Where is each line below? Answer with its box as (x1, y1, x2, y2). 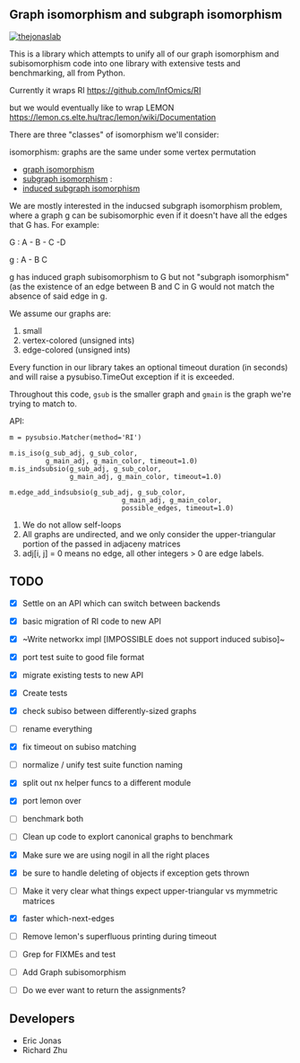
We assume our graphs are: (9, 308, 112, 318)
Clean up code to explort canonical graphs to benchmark (21, 832, 234, 842)
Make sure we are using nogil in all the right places (21, 850, 210, 860)
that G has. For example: (9, 219, 100, 230)
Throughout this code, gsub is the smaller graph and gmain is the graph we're (9, 388, 292, 399)
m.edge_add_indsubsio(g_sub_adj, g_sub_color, (9, 488, 186, 497)
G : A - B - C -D (9, 237, 66, 248)
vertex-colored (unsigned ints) (21, 335, 135, 345)
